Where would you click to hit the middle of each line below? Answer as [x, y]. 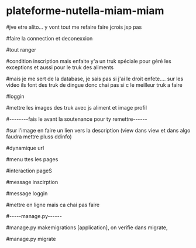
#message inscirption [32, 182]
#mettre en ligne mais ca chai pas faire [53, 205]
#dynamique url [25, 148]
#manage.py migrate [31, 239]
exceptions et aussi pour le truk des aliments [60, 67]
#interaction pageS [29, 171]
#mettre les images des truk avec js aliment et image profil [77, 107]
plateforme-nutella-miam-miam [85, 11]
